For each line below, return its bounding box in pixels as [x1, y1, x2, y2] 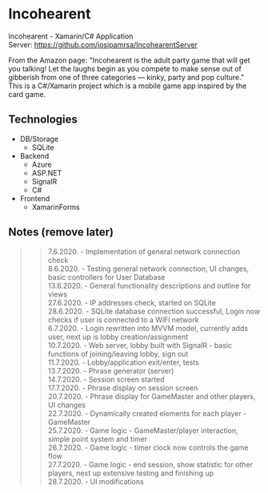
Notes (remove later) [8, 225, 114, 239]
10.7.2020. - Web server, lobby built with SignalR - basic [47, 340, 233, 350]
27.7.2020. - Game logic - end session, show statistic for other [47, 459, 254, 469]
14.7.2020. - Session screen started [47, 374, 166, 384]
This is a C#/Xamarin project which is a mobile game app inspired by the [8, 81, 247, 91]
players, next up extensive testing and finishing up [47, 468, 214, 478]
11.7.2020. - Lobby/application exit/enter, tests [47, 358, 200, 367]
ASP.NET [31, 168, 62, 177]
